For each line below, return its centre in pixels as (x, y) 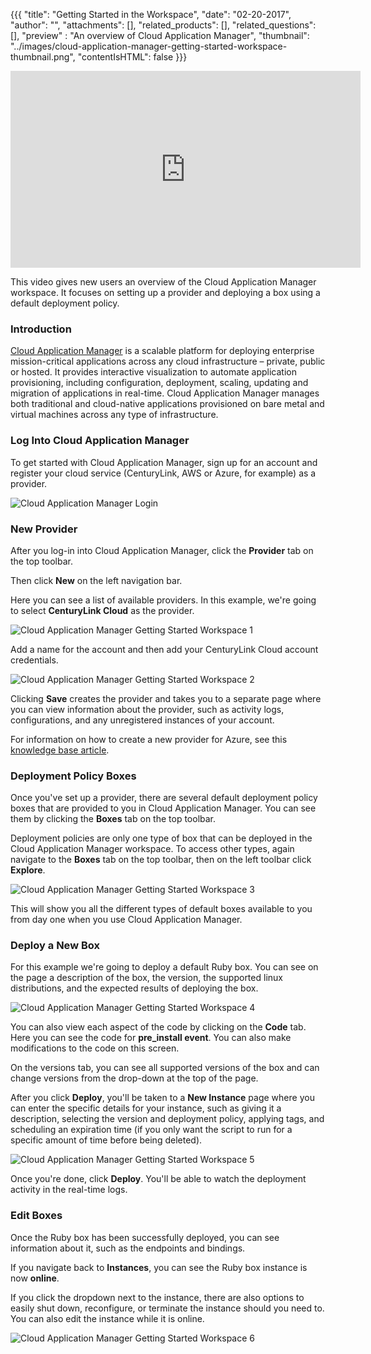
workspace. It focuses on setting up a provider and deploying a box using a (165, 292)
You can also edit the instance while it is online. (107, 1318)
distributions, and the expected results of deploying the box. (134, 988)
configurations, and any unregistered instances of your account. (142, 720)
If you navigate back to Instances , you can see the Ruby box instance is (159, 1267)
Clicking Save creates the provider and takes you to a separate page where (166, 698)
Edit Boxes (36, 1216)
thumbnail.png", (43, 57)
